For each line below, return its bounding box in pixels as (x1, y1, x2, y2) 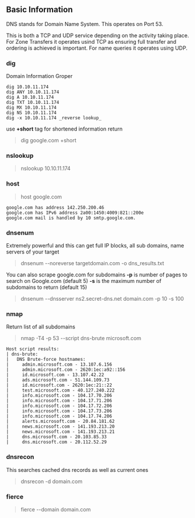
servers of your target (6, 248, 60, 255)
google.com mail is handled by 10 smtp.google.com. (6, 215, 136, 221)
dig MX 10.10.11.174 (6, 105, 57, 111)
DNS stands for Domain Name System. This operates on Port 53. (6, 20, 164, 27)
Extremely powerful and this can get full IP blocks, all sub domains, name (6, 242, 184, 249)
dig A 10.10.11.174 (6, 95, 54, 100)
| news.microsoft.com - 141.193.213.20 (6, 423, 115, 430)
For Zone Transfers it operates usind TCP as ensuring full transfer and (6, 38, 177, 45)
